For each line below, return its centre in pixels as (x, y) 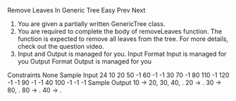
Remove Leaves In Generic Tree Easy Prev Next (76, 10)
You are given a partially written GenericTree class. (91, 24)
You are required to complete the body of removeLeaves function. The (120, 31)
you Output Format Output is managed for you (84, 61)
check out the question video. (61, 46)
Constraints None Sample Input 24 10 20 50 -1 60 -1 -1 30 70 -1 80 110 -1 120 (118, 75)
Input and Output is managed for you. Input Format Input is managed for (122, 54)
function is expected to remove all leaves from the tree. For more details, (123, 39)
